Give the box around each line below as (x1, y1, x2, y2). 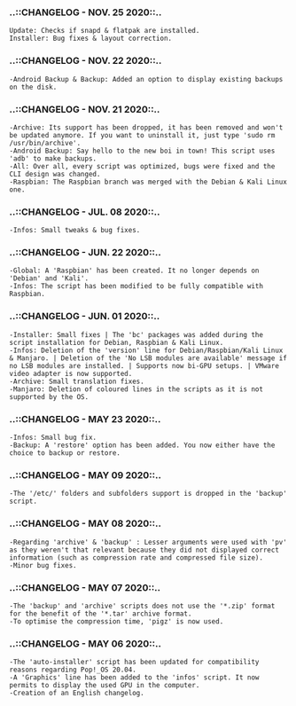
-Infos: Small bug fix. (9, 433, 97, 443)
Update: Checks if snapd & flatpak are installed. (9, 27, 200, 35)
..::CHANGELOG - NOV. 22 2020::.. (9, 55, 162, 67)
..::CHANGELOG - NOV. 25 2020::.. (9, 6, 162, 19)
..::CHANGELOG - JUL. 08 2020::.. (9, 206, 160, 218)
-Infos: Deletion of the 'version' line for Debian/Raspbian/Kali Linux (9, 346, 284, 355)
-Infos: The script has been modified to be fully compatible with (9, 282, 264, 291)
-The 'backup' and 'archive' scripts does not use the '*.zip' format (9, 601, 276, 610)
